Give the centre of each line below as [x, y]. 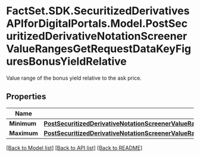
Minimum [23, 123]
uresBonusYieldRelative [66, 62]
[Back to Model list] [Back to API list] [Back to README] [74, 147]
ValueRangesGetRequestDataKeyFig [99, 49]
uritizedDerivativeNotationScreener [97, 36]
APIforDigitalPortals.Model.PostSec [97, 23]
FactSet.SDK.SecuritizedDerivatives [98, 11]
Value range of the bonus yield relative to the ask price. [74, 78]
